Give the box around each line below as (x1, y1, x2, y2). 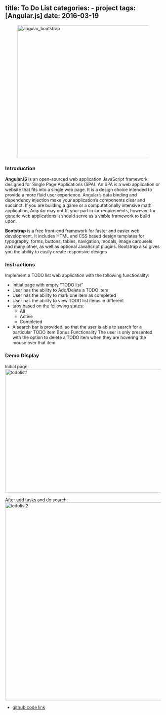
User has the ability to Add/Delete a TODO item (12, 287, 109, 293)
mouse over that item (12, 340, 56, 346)
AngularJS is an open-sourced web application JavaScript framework (5, 176, 148, 182)
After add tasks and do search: (5, 497, 68, 503)
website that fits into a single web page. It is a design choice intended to (5, 187, 152, 192)
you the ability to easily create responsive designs (5, 249, 107, 255)
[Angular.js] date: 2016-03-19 (5, 12, 99, 20)
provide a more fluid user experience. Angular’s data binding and (5, 192, 137, 198)
